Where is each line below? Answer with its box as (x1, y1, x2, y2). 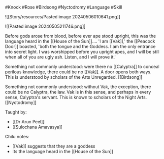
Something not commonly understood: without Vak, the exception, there (5, 84, 151, 90)
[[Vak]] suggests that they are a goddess (12, 143, 96, 149)
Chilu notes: (5, 134, 30, 139)
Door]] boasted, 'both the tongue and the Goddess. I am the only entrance (5, 44, 156, 49)
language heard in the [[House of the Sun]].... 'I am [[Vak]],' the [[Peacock (5, 38, 155, 44)
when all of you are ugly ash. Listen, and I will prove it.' (5, 54, 116, 60)
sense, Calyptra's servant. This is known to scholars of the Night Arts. (5, 94, 147, 100)
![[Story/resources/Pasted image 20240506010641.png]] (5, 14, 121, 19)
